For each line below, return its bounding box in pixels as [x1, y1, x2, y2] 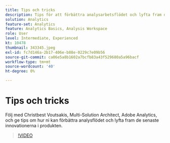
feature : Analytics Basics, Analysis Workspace [5, 26, 108, 31]
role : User [5, 31, 28, 36]
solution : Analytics [5, 17, 49, 22]
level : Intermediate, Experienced [5, 36, 78, 41]
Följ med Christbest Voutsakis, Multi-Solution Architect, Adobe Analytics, [5, 112, 157, 118]
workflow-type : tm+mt [5, 59, 51, 64]
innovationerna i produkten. [5, 122, 63, 128]
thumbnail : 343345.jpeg [5, 45, 56, 50]
